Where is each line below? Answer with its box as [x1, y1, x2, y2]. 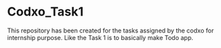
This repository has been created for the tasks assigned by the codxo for [7, 26, 214, 34]
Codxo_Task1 [7, 4, 84, 20]
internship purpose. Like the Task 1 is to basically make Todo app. [7, 33, 194, 41]
